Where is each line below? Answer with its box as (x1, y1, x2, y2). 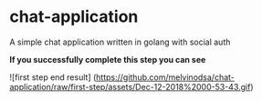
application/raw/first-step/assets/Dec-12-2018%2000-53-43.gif (9, 81, 251, 92)
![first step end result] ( (9, 71, 97, 83)
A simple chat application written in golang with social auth (9, 36, 231, 47)
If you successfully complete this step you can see (9, 54, 206, 65)
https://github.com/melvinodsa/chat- (95, 71, 236, 83)
